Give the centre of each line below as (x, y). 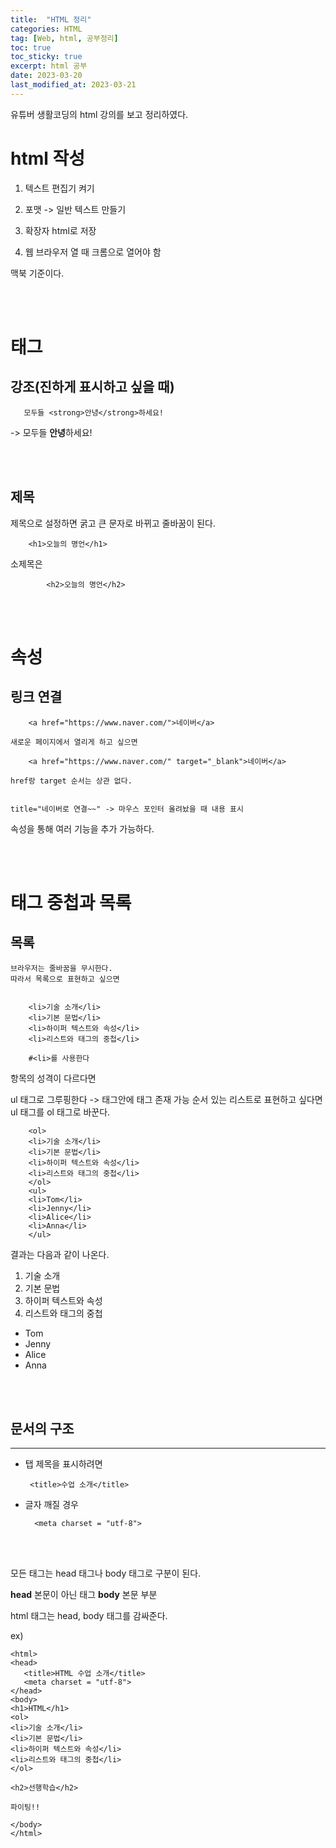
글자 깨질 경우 (51, 1505)
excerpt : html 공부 (49, 66)
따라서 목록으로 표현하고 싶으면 (65, 979)
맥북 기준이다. (37, 273)
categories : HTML (46, 29)
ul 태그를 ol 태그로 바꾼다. (60, 1112)
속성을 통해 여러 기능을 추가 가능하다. (82, 828)
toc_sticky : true (46, 57)
